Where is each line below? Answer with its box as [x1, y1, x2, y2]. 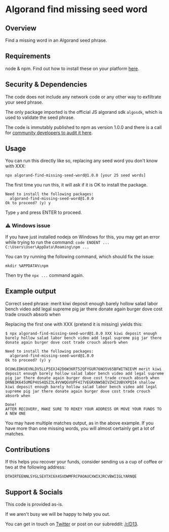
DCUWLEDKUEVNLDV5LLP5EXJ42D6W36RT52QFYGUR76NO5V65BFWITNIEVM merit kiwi [5, 366, 162, 371]
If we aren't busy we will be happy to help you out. [5, 511, 110, 517]
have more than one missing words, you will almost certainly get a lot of [5, 425, 155, 431]
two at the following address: [5, 464, 66, 471]
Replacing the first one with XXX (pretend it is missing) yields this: [5, 321, 143, 327]
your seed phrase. [5, 99, 44, 105]
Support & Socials [5, 488, 63, 496]
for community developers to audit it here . [5, 130, 93, 136]
